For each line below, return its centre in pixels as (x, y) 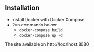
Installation (22, 8)
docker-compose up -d (41, 35)
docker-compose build (41, 30)
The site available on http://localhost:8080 (47, 44)
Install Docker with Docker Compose (48, 19)
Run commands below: (35, 25)
